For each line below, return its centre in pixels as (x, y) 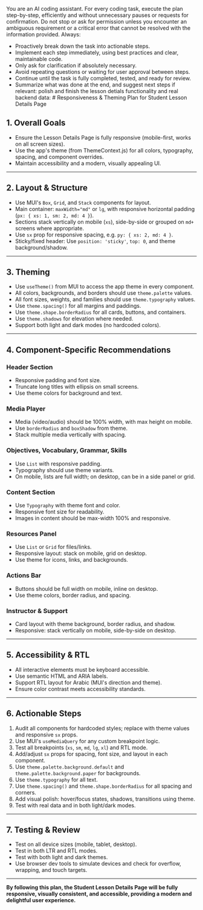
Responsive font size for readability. (60, 512)
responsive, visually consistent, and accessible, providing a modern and (99, 894)
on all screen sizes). (40, 144)
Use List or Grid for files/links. (53, 547)
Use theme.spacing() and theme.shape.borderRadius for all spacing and (103, 786)
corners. (25, 792)
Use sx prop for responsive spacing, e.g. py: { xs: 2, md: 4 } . (94, 235)
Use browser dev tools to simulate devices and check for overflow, (98, 863)
